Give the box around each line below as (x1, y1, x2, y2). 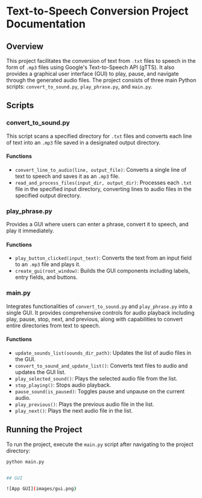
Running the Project (6, 425, 83, 435)
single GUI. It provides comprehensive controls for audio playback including (6, 309, 195, 316)
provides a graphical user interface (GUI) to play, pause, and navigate (6, 70, 179, 77)
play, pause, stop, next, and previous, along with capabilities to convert (6, 315, 183, 323)
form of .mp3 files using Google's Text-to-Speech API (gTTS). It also (6, 64, 175, 71)
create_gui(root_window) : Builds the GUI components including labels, (14, 267, 191, 275)
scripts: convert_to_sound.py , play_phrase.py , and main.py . (6, 83, 153, 90)
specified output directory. (14, 192, 81, 199)
